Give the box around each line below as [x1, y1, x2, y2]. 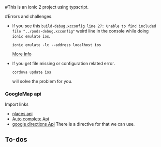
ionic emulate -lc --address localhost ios [12, 43, 102, 48]
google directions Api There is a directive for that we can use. [12, 121, 135, 127]
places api [12, 111, 33, 117]
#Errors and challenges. [5, 14, 53, 19]
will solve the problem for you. [12, 79, 73, 84]
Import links [5, 101, 29, 107]
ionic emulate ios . [12, 33, 51, 39]
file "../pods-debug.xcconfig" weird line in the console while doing [12, 28, 149, 33]
